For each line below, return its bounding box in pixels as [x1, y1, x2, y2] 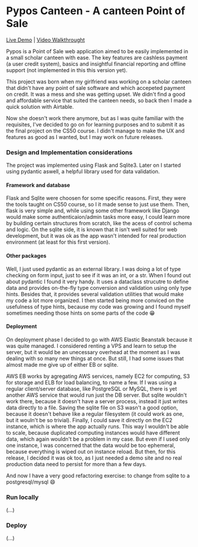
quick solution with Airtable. [6, 103, 74, 110]
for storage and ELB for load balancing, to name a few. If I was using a [6, 378, 177, 386]
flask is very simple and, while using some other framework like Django [6, 207, 180, 214]
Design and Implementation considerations [6, 148, 133, 156]
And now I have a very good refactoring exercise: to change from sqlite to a [6, 472, 190, 479]
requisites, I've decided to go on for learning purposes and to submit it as [6, 121, 185, 128]
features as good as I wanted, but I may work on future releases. [6, 133, 164, 140]
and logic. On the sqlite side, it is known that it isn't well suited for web [6, 226, 177, 233]
